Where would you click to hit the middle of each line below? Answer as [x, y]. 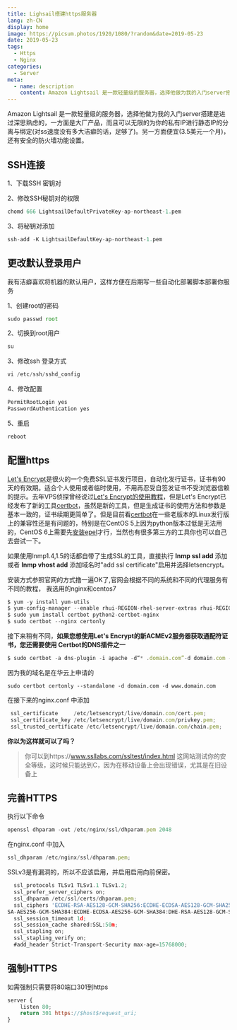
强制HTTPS [32, 969]
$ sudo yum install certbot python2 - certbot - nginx [83, 615]
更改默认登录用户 [44, 264]
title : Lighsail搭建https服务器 [52, 14]
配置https [29, 461]
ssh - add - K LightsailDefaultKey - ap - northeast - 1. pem [85, 239]
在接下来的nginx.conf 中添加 [48, 700]
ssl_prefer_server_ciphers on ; [60, 892]
